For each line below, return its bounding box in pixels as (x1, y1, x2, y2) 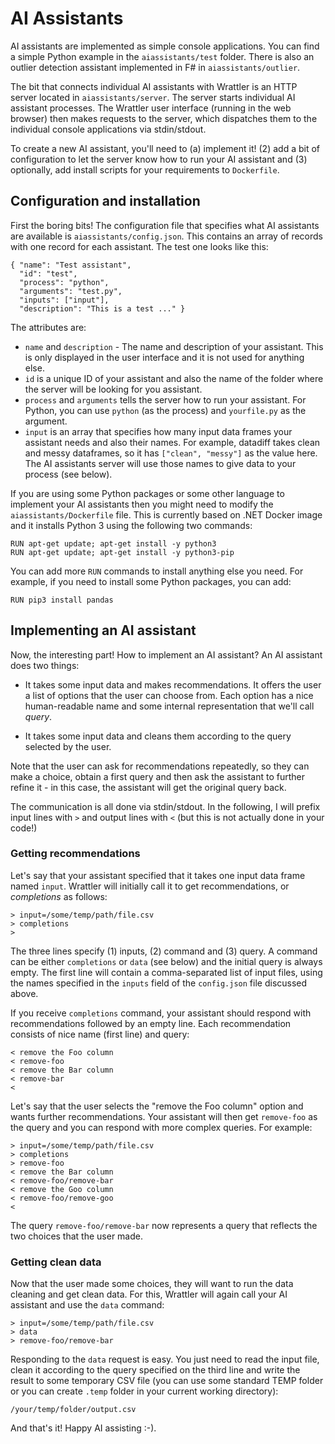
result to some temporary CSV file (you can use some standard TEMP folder (10, 1375, 324, 1387)
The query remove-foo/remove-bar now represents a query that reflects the (10, 1219, 318, 1231)
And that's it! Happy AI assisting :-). (10, 1422, 157, 1434)
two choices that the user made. (10, 1230, 143, 1242)
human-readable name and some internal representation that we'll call (24, 700, 315, 712)
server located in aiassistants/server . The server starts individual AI (10, 91, 296, 103)
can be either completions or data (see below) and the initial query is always (10, 955, 323, 967)
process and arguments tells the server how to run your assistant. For (24, 393, 307, 406)
